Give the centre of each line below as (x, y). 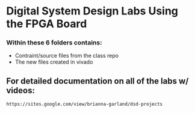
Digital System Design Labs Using (92, 11)
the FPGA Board (47, 24)
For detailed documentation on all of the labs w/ (97, 81)
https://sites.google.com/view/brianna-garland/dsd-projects (85, 104)
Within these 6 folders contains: (54, 43)
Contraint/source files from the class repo (67, 56)
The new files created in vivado (54, 62)
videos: (20, 90)
